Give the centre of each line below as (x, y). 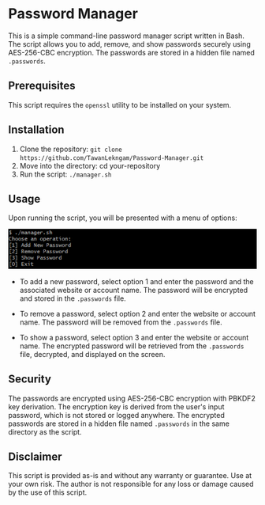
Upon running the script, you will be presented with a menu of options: (123, 218)
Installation (36, 130)
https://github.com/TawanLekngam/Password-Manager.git (112, 158)
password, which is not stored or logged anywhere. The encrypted (116, 415)
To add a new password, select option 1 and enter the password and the (136, 281)
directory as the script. (45, 431)
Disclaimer (35, 456)
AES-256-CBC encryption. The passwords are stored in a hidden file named (131, 52)
